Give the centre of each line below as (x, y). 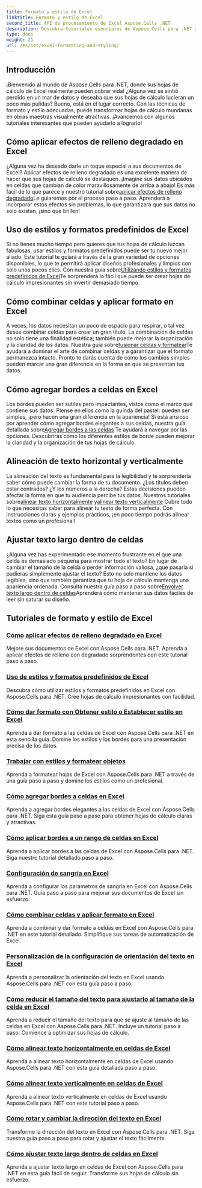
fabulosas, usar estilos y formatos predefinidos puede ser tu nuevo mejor (97, 250)
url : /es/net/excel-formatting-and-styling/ (63, 46)
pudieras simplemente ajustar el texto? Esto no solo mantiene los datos (94, 573)
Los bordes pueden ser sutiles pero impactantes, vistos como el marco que (99, 404)
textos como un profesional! (41, 521)
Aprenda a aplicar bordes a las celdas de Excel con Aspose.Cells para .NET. (100, 851)
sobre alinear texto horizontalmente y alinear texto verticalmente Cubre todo (99, 501)
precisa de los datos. (32, 745)
